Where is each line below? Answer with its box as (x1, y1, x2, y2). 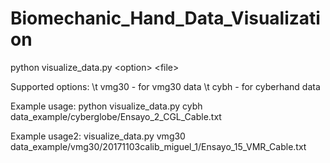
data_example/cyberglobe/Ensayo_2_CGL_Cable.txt (10, 110, 222, 122)
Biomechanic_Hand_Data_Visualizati (10, 7, 321, 30)
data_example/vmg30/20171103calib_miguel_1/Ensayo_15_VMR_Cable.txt (10, 140, 307, 152)
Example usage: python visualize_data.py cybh (10, 100, 203, 112)
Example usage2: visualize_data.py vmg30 (10, 130, 186, 142)
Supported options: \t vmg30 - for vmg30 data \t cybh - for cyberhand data (10, 80, 321, 92)
